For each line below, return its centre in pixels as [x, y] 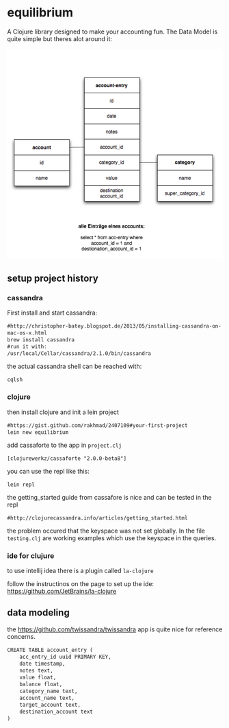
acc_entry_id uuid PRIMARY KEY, [65, 657]
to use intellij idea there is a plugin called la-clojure [80, 571]
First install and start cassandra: [52, 313]
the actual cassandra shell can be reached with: [75, 366]
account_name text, [47, 698]
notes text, [36, 670]
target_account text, [50, 705]
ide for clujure [31, 555]
